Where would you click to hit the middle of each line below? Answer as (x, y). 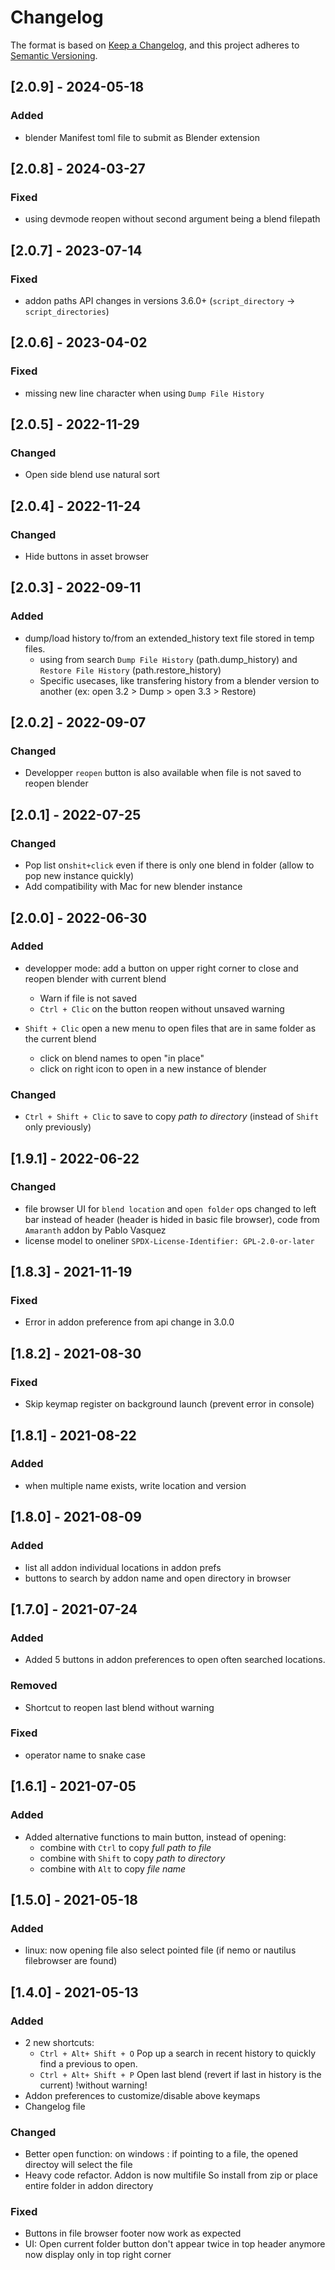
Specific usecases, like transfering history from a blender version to (179, 680)
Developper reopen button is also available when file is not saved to (163, 773)
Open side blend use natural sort (92, 475)
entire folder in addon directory (89, 2186)
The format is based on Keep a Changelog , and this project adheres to (155, 45)
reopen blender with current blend (95, 978)
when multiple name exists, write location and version (135, 1485)
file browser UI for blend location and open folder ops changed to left (170, 1208)
